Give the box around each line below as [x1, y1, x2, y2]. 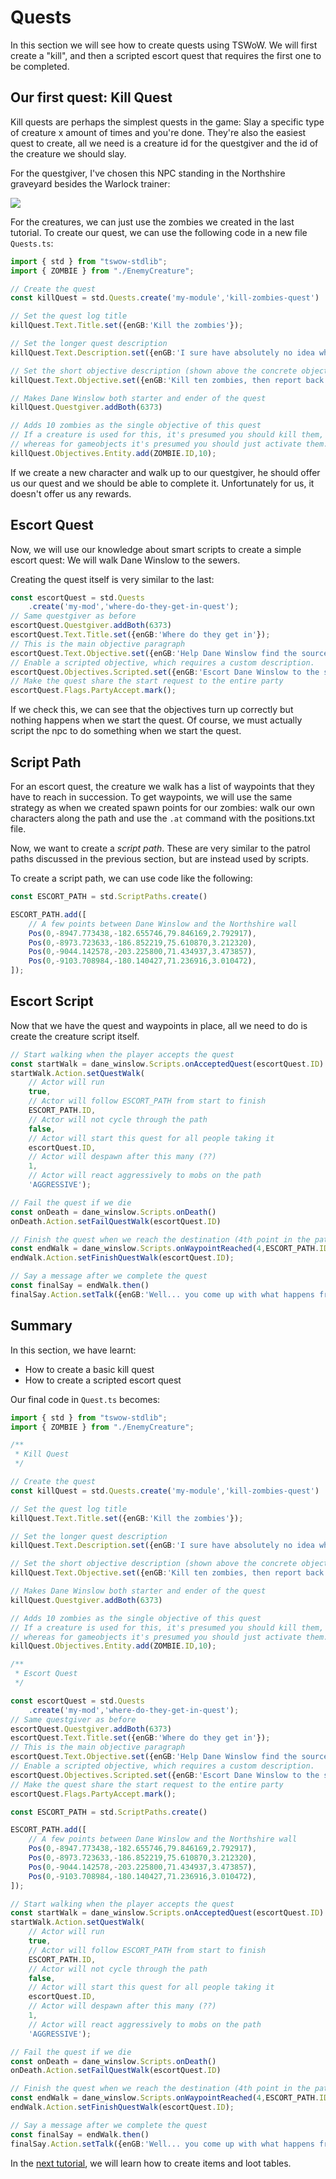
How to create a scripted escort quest [24, 1374, 182, 1386]
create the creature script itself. [10, 1030, 140, 1042]
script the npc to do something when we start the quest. [10, 725, 242, 737]
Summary [10, 1317, 73, 1335]
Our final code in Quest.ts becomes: [10, 1393, 161, 1405]
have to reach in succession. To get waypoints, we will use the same [10, 791, 293, 803]
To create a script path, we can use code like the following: [10, 872, 253, 884]
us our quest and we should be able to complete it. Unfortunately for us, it [10, 477, 315, 489]
